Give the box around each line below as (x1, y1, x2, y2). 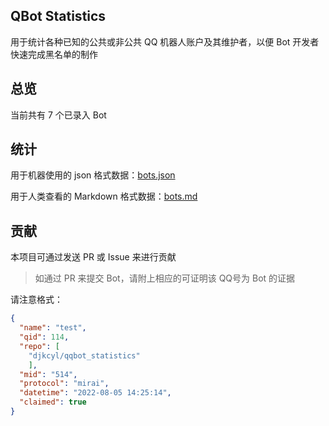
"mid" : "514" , (19, 369, 78, 379)
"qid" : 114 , (19, 332, 70, 342)
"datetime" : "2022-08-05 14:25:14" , (19, 388, 172, 398)
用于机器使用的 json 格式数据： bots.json (10, 169, 176, 181)
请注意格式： (10, 294, 63, 306)
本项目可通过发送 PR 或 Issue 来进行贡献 (10, 251, 177, 263)
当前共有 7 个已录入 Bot (10, 109, 107, 121)
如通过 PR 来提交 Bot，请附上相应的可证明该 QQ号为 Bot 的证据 (34, 272, 296, 284)
